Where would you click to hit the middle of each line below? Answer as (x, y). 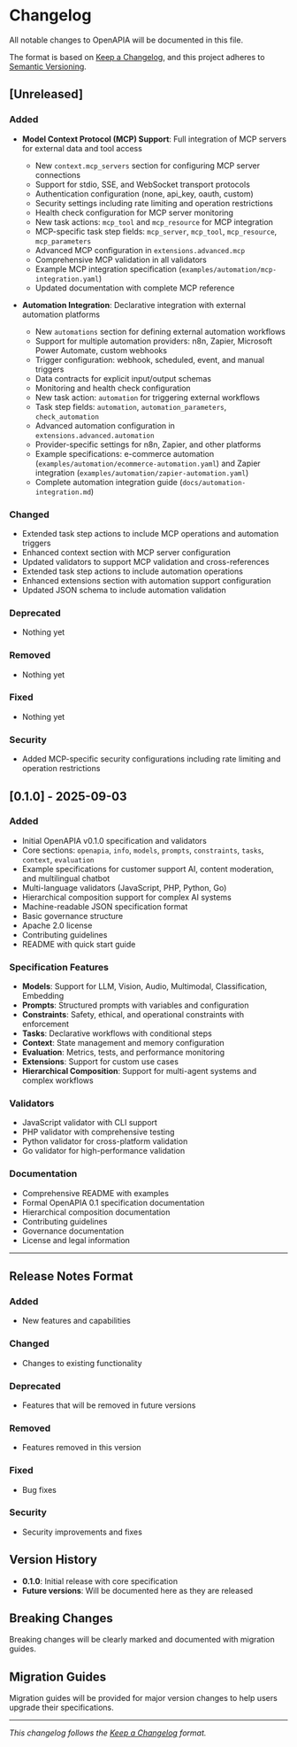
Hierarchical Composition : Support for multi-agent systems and (139, 1071)
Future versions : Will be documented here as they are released (137, 1590)
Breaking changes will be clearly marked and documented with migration (142, 1640)
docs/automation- (214, 483)
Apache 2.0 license (57, 925)
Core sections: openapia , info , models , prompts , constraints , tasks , (143, 850)
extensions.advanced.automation (95, 436)
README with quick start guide (79, 944)
